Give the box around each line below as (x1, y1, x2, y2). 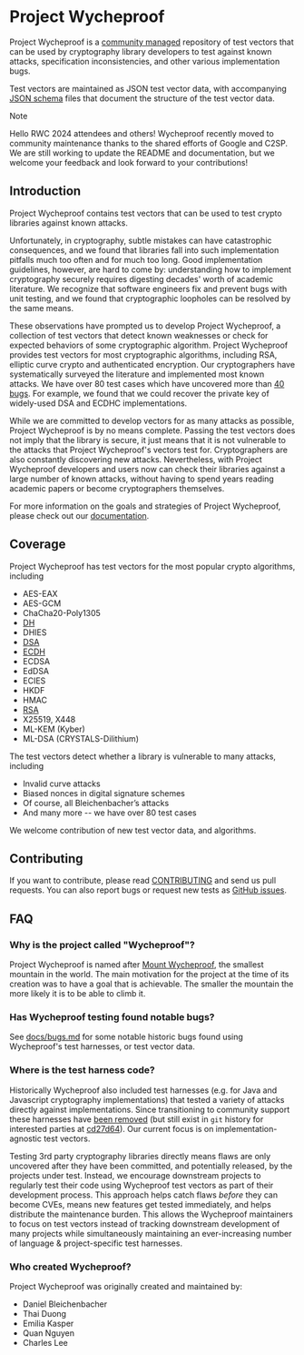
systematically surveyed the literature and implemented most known (9, 369, 265, 379)
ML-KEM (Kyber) (22, 723, 86, 734)
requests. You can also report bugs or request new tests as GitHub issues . (9, 885, 288, 895)
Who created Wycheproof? (9, 1260, 132, 1273)
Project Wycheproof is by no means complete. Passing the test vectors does (9, 425, 296, 436)
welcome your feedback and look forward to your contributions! (9, 157, 248, 167)
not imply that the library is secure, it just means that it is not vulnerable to (9, 434, 286, 445)
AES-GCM (22, 598, 62, 609)
